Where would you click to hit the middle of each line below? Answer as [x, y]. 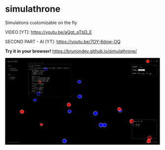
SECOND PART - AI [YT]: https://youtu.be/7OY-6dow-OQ [63, 41]
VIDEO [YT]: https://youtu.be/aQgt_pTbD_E [49, 32]
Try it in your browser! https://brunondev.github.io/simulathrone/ [71, 51]
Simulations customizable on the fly [41, 23]
